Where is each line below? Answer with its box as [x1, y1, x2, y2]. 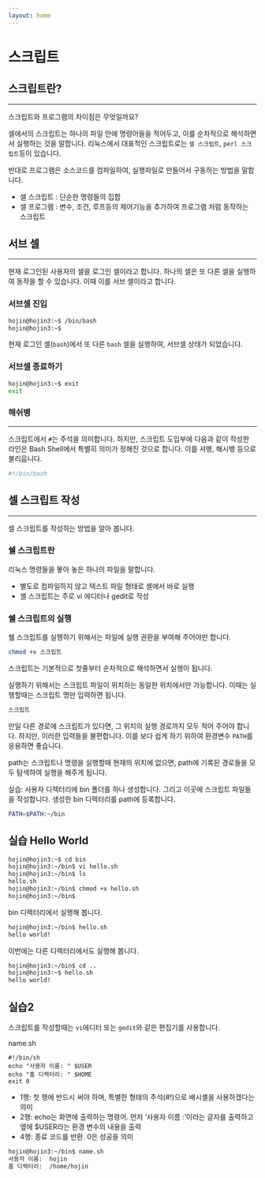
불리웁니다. [8, 454, 43, 463]
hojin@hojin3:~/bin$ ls [8, 870, 87, 878]
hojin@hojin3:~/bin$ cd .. [8, 961, 97, 969]
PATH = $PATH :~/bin [8, 810, 65, 818]
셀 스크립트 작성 [8, 493, 80, 507]
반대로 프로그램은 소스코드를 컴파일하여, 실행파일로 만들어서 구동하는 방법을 [8, 165, 241, 175]
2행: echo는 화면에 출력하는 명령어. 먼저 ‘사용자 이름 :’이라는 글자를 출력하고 [19, 1112, 254, 1121]
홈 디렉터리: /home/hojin [8, 1162, 89, 1170]
